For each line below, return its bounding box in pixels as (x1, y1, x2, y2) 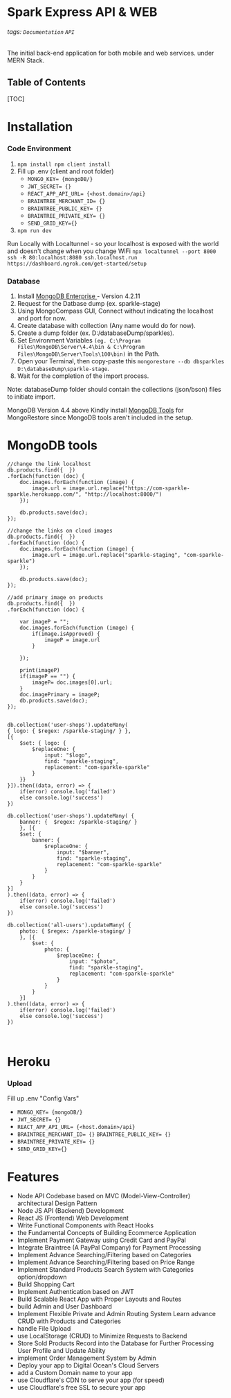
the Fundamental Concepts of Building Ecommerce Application (17, 1229, 196, 1237)
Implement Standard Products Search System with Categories (17, 1266, 194, 1274)
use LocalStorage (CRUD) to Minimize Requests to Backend (17, 1332, 187, 1340)
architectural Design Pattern (17, 1199, 98, 1207)
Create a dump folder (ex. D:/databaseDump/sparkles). (17, 329, 174, 337)
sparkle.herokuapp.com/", (7, 490, 82, 498)
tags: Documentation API (7, 27, 75, 35)
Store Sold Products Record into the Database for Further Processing (17, 1339, 214, 1347)
